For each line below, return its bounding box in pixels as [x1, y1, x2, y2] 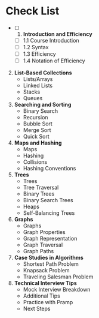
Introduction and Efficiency [23, 30, 93, 37]
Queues [23, 95, 43, 102]
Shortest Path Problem [23, 260, 79, 268]
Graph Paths [23, 248, 54, 255]
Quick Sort [23, 133, 50, 140]
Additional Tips [23, 292, 61, 299]
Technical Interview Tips [14, 280, 77, 287]
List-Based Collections [14, 69, 72, 76]
